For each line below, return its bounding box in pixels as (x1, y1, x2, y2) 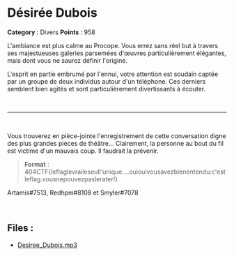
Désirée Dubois (7, 5, 97, 21)
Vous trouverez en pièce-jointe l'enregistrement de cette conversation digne (7, 131, 226, 140)
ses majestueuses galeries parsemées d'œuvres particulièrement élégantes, (7, 49, 227, 57)
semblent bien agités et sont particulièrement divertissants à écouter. (7, 84, 206, 93)
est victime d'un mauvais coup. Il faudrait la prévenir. (7, 146, 159, 155)
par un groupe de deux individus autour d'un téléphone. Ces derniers (7, 77, 206, 85)
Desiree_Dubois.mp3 (17, 241, 78, 249)
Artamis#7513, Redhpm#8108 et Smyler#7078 (7, 188, 139, 197)
